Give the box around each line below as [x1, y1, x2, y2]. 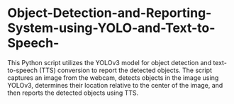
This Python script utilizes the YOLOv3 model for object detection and [7, 58, 211, 67]
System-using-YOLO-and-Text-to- [7, 20, 216, 36]
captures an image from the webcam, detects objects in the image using [7, 73, 219, 82]
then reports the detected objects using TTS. [7, 88, 139, 97]
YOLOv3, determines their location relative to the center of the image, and [7, 81, 223, 89]
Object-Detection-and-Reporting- [7, 5, 212, 21]
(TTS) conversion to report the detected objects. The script [38, 66, 213, 74]
